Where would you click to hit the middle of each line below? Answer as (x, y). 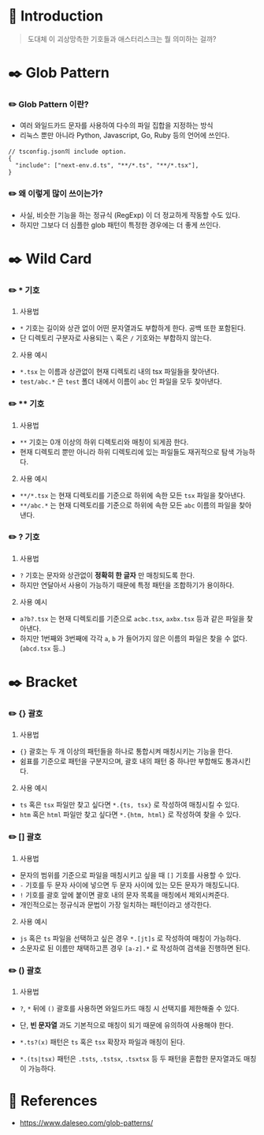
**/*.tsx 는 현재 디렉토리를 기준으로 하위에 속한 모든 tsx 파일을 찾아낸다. (132, 495)
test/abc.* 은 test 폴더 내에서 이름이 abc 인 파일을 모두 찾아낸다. (121, 381)
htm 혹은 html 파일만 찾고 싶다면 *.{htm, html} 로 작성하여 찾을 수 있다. (130, 815)
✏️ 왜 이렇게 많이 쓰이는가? (56, 194)
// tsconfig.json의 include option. (68, 152)
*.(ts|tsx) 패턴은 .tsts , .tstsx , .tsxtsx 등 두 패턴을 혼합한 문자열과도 (130, 1058)
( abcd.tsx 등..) (43, 648)
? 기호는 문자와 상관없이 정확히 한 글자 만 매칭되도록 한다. (107, 575)
